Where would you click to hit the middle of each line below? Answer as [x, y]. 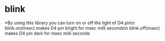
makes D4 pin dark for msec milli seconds [47, 33]
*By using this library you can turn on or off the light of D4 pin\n [70, 23]
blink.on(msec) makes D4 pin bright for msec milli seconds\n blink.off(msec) [82, 28]
